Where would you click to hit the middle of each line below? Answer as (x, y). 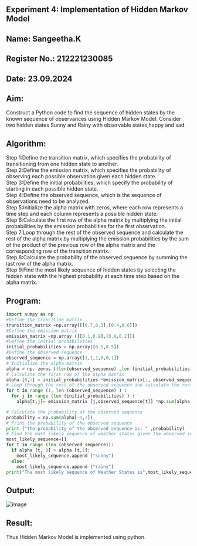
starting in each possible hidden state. (52, 189)
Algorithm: (26, 143)
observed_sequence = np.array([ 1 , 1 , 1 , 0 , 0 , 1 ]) (62, 358)
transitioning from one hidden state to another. (62, 164)
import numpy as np (30, 314)
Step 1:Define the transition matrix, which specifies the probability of (89, 158)
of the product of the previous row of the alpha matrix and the (81, 245)
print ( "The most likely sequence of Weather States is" (76, 472)
